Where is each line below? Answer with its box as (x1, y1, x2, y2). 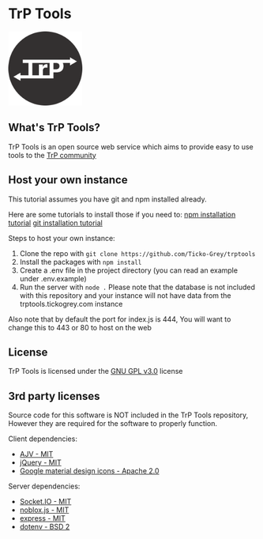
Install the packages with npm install (19, 257, 142, 266)
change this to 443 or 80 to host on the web (8, 322, 152, 332)
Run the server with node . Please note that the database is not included (19, 282, 255, 292)
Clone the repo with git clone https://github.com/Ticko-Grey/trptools (19, 248, 256, 258)
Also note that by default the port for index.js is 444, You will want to (8, 314, 231, 324)
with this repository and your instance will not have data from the (19, 290, 231, 300)
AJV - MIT (19, 450, 54, 459)
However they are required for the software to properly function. (8, 419, 218, 428)
